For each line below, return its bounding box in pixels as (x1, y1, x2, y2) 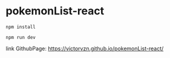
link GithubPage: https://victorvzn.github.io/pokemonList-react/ (5, 45, 164, 52)
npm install (5, 24, 36, 30)
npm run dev (5, 34, 36, 40)
